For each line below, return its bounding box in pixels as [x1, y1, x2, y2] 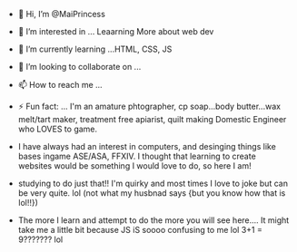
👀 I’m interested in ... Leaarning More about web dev [17, 26, 214, 36]
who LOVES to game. [17, 123, 98, 134]
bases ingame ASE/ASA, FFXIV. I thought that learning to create [17, 150, 256, 161]
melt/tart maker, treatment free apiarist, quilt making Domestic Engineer [17, 114, 287, 124]
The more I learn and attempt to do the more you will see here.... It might [17, 215, 290, 226]
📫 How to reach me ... [17, 80, 103, 90]
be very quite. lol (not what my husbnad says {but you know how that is [17, 188, 286, 199]
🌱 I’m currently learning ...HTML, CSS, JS [17, 44, 173, 54]
